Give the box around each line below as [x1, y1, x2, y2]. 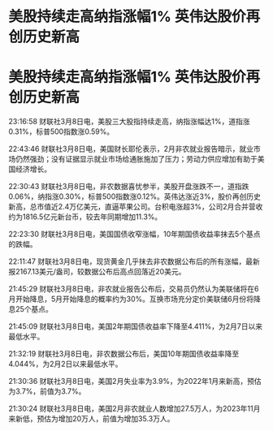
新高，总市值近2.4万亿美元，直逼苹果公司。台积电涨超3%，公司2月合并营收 [8, 202, 263, 212]
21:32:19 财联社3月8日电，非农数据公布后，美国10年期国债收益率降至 [8, 349, 240, 359]
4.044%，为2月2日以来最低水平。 [8, 359, 123, 369]
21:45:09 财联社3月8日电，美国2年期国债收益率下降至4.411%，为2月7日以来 [8, 321, 262, 331]
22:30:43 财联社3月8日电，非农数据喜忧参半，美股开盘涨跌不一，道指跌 [8, 182, 249, 192]
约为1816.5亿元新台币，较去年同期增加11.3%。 [8, 212, 162, 222]
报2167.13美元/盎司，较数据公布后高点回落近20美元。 [8, 267, 186, 277]
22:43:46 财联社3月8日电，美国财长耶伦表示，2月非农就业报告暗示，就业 [8, 144, 254, 154]
